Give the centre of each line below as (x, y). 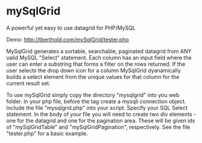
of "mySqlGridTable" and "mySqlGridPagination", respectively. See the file (98, 127)
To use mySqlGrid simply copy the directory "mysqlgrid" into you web (93, 95)
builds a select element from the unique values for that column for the (93, 77)
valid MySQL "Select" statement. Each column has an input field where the (99, 57)
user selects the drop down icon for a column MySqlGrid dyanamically (93, 70)
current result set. (28, 83)
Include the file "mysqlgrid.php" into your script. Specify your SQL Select (97, 107)
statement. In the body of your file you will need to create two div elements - (101, 114)
